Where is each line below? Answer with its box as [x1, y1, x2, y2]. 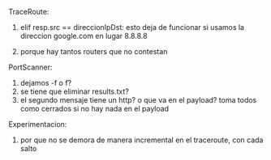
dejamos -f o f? [19, 78, 71, 87]
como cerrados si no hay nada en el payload [19, 104, 169, 113]
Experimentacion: [8, 120, 67, 128]
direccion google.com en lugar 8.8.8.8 [19, 32, 148, 40]
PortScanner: [8, 62, 53, 72]
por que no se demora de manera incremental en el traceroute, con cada [19, 135, 264, 145]
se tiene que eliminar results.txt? [19, 86, 130, 96]
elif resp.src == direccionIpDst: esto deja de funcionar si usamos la [19, 23, 245, 32]
